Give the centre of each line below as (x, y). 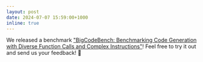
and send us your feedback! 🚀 (44, 53)
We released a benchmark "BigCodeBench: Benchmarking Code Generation (101, 40)
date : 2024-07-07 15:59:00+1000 (47, 17)
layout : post (23, 12)
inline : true (23, 23)
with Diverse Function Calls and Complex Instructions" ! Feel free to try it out (101, 46)
